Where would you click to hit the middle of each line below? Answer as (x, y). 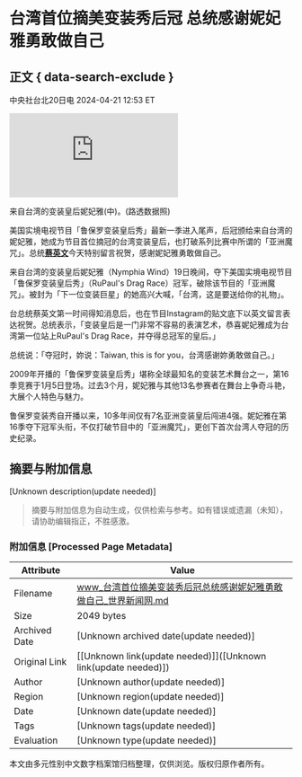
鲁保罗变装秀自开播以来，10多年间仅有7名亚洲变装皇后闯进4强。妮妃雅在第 (148, 415)
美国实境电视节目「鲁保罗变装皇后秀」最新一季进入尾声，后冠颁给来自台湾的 (151, 230)
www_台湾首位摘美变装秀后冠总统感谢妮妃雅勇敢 (179, 587)
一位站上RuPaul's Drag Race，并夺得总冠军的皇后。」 (123, 336)
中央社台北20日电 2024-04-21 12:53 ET (82, 100)
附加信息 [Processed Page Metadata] (91, 546)
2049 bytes (101, 616)
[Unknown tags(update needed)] (146, 726)
